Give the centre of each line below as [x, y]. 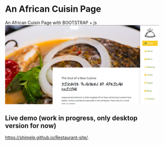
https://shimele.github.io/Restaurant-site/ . [47, 138]
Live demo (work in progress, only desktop [71, 118]
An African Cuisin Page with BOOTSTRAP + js [51, 23]
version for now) [31, 126]
